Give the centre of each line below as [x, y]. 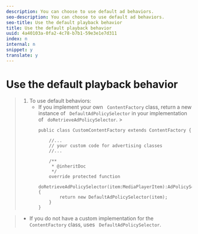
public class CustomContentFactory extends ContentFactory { [115, 130]
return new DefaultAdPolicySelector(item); [113, 197]
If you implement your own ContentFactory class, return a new [115, 107]
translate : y [22, 55]
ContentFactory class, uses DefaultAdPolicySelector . [95, 225]
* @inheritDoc [69, 166]
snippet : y [19, 50]
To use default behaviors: [60, 101]
